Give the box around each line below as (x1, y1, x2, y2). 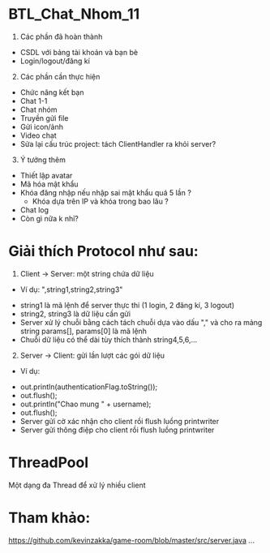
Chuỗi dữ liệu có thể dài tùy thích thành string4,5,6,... (19, 334, 198, 345)
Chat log (19, 204, 49, 215)
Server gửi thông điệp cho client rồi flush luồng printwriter (19, 425, 215, 435)
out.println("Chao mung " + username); (19, 399, 152, 409)
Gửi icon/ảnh (19, 122, 63, 131)
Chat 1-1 (19, 96, 48, 105)
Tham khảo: (8, 508, 91, 527)
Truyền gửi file (19, 113, 69, 122)
